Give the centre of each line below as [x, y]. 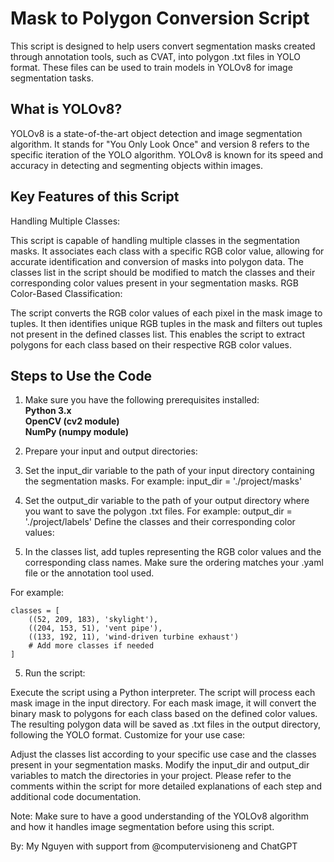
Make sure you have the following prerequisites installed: [142, 400]
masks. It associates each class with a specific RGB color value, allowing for [167, 251]
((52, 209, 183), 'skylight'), [93, 620]
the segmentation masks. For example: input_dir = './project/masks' [163, 481]
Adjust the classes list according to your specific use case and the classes [163, 754]
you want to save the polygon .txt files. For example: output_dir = [158, 511]
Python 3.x [48, 411]
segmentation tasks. [52, 78]
